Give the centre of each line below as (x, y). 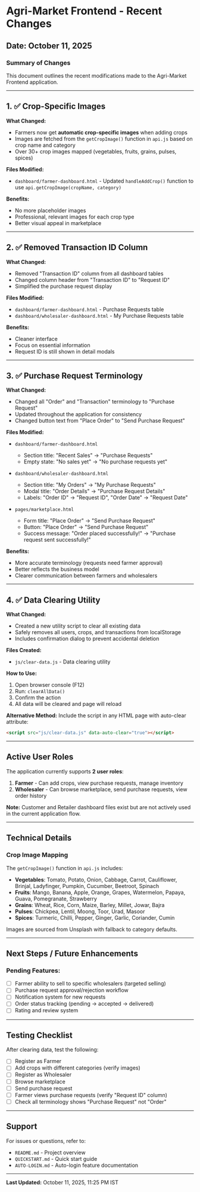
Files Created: (24, 650)
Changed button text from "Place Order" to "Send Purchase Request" (100, 421)
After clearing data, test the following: (52, 1050)
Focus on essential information (52, 345)
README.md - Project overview (50, 1152)
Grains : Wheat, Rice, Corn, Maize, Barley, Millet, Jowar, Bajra (90, 905)
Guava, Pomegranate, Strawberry (56, 898)
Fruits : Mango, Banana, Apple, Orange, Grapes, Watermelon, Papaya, (100, 892)
